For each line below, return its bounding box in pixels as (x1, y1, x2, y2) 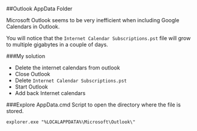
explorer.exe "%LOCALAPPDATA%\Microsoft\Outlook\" (6, 119, 136, 125)
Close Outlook (14, 71, 50, 77)
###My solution (6, 53, 46, 59)
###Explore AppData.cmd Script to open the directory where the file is (6, 101, 181, 108)
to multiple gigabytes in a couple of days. (6, 41, 108, 48)
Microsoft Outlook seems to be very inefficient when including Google (6, 17, 180, 23)
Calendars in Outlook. (6, 23, 60, 30)
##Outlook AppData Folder (6, 5, 73, 12)
